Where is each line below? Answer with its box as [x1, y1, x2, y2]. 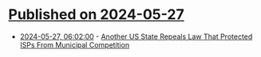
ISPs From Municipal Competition [19, 40, 130, 49]
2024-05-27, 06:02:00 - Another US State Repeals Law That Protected [19, 32, 253, 41]
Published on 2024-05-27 [8, 6, 185, 24]
